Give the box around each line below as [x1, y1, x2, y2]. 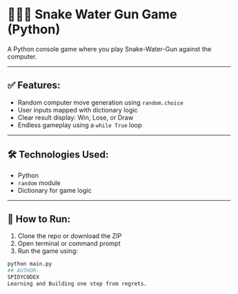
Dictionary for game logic [17, 186, 92, 194]
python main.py [7, 261, 52, 268]
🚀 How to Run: [7, 213, 71, 225]
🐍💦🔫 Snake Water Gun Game [7, 6, 178, 23]
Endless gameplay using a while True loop [17, 120, 142, 129]
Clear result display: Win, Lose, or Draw [17, 113, 134, 122]
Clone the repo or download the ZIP [17, 232, 123, 240]
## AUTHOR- [7, 267, 40, 274]
